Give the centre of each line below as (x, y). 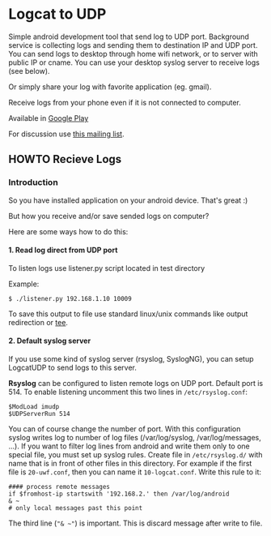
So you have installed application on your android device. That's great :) (128, 200)
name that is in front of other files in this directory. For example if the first (130, 464)
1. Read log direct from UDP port (63, 250)
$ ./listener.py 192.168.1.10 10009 (70, 298)
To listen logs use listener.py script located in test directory (107, 268)
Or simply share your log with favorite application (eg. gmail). (110, 87)
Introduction (33, 182)
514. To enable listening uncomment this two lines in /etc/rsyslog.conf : (128, 392)
